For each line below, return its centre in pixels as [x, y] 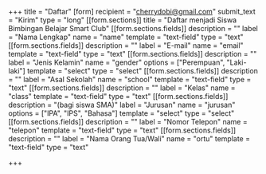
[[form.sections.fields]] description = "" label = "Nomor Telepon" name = [128, 122]
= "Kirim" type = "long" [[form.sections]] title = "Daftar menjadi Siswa [123, 20]
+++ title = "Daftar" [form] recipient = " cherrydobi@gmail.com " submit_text [132, 12]
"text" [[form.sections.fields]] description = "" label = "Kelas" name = [122, 88]
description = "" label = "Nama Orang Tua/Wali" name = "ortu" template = [129, 138]
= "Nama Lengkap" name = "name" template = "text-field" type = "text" [126, 37]
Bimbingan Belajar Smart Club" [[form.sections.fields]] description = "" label [133, 28]
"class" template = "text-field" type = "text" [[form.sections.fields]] [118, 96]
